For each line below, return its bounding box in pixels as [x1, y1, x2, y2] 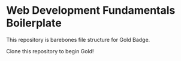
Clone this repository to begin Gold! [6, 47, 94, 54]
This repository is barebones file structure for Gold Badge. [6, 36, 150, 43]
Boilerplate [6, 16, 62, 30]
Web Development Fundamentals [6, 4, 176, 17]
